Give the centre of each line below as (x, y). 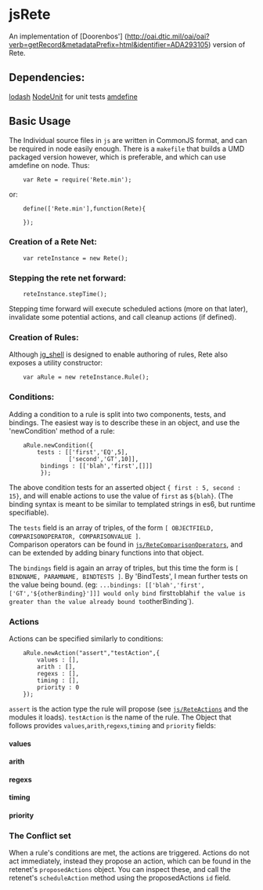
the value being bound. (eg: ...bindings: (75, 584)
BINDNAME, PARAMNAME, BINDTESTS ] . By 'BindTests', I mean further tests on (128, 576)
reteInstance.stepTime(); (65, 295)
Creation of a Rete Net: (53, 242)
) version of (227, 44)
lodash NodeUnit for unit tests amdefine (73, 97)
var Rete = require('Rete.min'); (77, 179)
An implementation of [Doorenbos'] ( (68, 36)
